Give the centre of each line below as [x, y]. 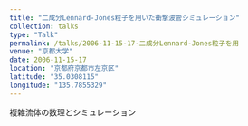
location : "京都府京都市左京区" [64, 69]
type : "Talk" [34, 34]
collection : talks [44, 26]
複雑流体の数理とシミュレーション [73, 112]
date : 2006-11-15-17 [48, 60]
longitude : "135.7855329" [58, 85]
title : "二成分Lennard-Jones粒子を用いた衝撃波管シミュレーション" [124, 18]
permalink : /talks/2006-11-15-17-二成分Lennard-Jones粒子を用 [124, 43]
